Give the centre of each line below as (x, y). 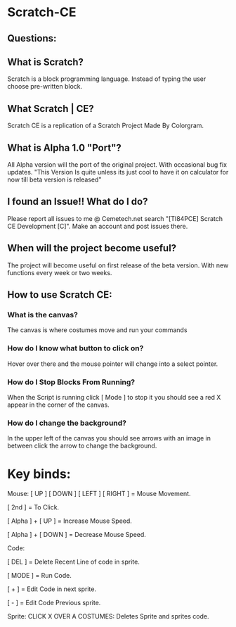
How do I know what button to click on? (76, 348)
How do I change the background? (67, 423)
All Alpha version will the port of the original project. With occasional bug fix (117, 165)
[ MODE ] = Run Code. (39, 576)
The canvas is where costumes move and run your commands (97, 330)
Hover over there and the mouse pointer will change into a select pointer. (113, 364)
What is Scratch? (46, 62)
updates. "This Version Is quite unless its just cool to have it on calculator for (118, 172)
